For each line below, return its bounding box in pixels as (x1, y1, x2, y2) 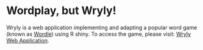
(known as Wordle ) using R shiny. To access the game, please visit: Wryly (6, 30, 191, 37)
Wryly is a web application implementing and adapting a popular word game (6, 24, 198, 31)
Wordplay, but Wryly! (6, 4, 117, 18)
